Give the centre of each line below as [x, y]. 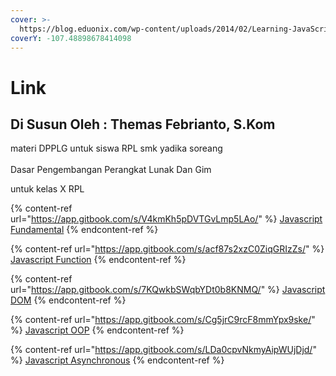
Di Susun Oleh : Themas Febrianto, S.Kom [143, 124]
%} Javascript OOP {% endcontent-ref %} [97, 330]
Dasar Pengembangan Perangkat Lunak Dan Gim [111, 170]
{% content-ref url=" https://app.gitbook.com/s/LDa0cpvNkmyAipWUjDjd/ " [163, 350]
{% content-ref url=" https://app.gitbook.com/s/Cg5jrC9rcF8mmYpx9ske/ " [163, 320]
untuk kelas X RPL [47, 189]
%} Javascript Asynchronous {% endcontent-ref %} [117, 360]
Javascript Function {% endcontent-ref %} [98, 260]
